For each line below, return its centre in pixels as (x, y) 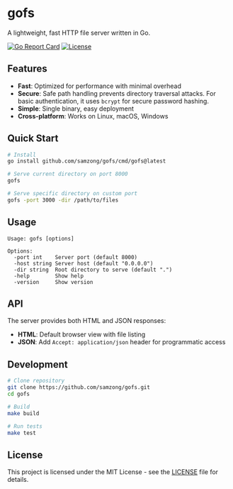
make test (22, 433)
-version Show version (53, 282)
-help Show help (49, 276)
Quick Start (33, 139)
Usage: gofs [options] (41, 238)
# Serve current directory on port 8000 (68, 174)
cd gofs (19, 394)
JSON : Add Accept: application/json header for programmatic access (121, 342)
